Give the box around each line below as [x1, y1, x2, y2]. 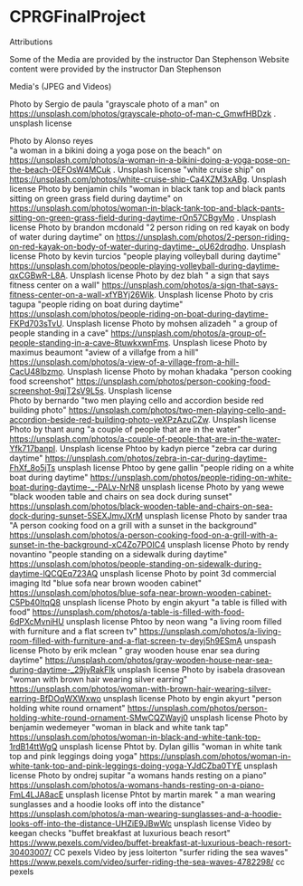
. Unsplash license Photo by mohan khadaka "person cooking [62, 366, 292, 376]
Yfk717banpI [9, 443, 56, 453]
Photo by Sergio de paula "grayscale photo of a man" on [9, 98, 220, 110]
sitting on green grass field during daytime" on [9, 193, 184, 204]
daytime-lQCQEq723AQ [9, 567, 99, 578]
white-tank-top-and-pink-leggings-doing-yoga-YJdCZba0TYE [9, 760, 242, 771]
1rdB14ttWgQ [9, 740, 58, 752]
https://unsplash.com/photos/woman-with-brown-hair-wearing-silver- [9, 683, 272, 694]
